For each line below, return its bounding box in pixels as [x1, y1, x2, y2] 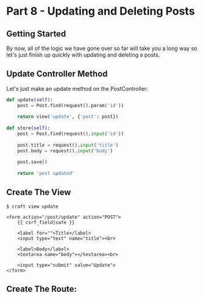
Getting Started [6, 29, 66, 39]
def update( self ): [6, 96, 53, 103]
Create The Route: [6, 284, 77, 294]
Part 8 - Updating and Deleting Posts [6, 4, 195, 18]
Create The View [6, 187, 71, 197]
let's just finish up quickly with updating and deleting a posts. [6, 51, 160, 59]
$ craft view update [6, 203, 59, 210]
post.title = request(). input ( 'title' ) [17, 142, 119, 148]
